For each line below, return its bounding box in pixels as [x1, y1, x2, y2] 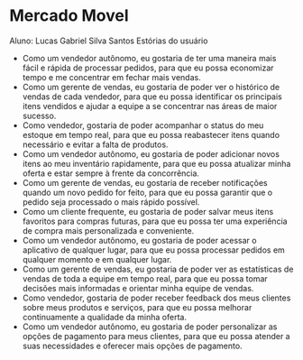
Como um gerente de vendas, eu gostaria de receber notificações [22, 177, 268, 188]
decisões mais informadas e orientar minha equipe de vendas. [22, 282, 254, 293]
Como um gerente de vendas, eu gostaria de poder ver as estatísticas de [22, 263, 294, 274]
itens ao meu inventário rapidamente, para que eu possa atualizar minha [22, 158, 291, 169]
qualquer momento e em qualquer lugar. [22, 254, 172, 264]
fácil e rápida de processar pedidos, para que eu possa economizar [22, 62, 274, 73]
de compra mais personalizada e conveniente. [22, 225, 195, 235]
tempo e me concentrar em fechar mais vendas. [22, 71, 201, 82]
